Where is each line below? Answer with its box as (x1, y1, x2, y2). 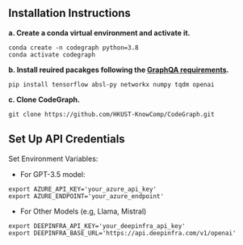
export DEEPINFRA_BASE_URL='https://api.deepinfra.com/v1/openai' (8, 229, 237, 237)
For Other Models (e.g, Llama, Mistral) (19, 206, 147, 216)
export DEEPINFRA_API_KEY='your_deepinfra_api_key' (8, 222, 186, 230)
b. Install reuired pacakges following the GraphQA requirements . (8, 65, 229, 74)
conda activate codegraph (8, 50, 95, 59)
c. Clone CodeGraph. (8, 95, 81, 104)
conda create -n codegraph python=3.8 (8, 44, 139, 52)
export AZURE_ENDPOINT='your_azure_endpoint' (8, 192, 164, 201)
